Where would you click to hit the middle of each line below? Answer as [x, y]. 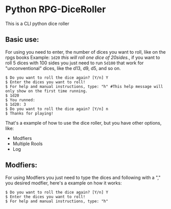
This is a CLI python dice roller [37, 24]
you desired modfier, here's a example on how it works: [64, 183]
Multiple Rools [28, 144]
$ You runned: [20, 100]
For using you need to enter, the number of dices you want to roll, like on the [86, 52]
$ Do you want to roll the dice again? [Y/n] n [57, 109]
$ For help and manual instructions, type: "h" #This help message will [84, 86]
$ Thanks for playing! [29, 113]
